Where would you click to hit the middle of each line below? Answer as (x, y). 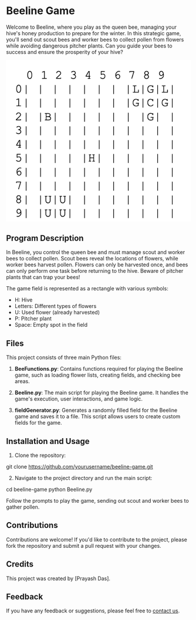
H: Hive (23, 300)
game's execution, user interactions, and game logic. (78, 399)
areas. (22, 381)
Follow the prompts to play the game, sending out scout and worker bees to (97, 500)
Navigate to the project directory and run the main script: (83, 478)
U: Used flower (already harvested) (57, 313)
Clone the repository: (40, 455)
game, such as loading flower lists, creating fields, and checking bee (97, 375)
